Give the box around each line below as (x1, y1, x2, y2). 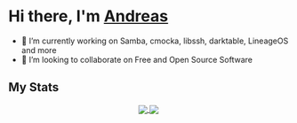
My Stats (8, 80, 60, 95)
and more (20, 44, 57, 55)
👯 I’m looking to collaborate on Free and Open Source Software (20, 54, 253, 65)
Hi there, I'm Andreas (8, 6, 169, 27)
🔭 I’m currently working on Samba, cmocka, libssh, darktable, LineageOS (20, 35, 289, 46)
